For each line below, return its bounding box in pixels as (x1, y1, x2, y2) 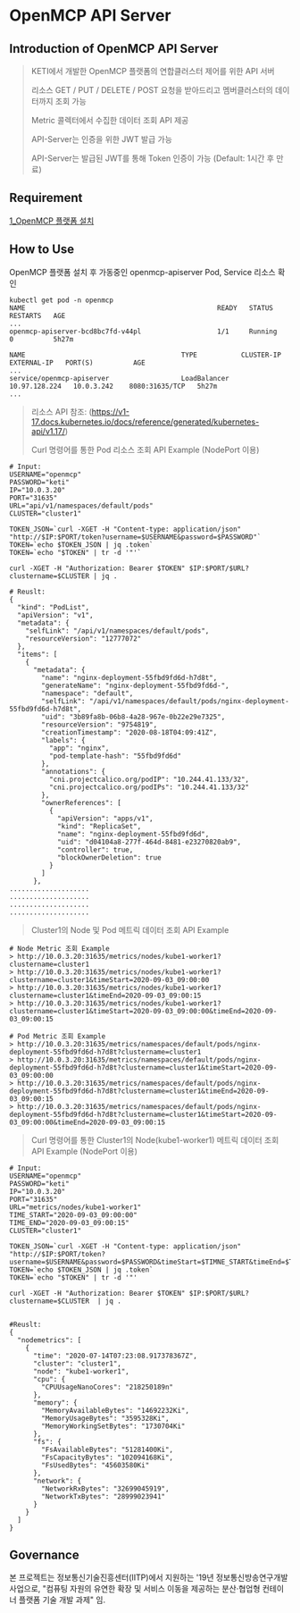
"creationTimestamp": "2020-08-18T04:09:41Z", (41, 727, 218, 737)
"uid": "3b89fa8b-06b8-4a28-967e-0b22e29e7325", (41, 712, 226, 721)
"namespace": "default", (41, 689, 134, 698)
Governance (9, 1548, 79, 1563)
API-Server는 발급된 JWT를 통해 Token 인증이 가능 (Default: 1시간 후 (30, 153, 275, 164)
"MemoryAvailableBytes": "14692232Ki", (41, 1406, 190, 1415)
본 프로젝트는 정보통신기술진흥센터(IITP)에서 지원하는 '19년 (9, 1572, 214, 1583)
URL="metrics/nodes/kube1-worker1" (9, 1203, 142, 1212)
